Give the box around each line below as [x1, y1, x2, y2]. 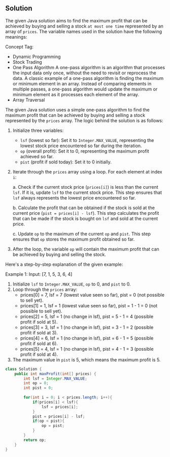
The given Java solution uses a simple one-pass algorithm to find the [5, 106, 150, 112]
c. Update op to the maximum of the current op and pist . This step [12, 231, 151, 237]
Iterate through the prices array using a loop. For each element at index [12, 168, 162, 175]
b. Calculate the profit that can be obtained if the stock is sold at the [12, 205, 155, 211]
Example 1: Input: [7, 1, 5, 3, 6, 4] [5, 271, 73, 277]
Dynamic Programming [12, 53, 61, 60]
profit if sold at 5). [20, 319, 58, 325]
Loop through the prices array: [12, 286, 78, 292]
